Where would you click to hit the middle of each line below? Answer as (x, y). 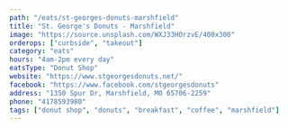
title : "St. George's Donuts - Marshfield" (92, 26)
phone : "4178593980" (48, 101)
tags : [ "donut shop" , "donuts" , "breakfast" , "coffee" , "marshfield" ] (144, 110)
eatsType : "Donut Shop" (54, 69)
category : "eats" (42, 51)
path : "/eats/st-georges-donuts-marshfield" (94, 18)
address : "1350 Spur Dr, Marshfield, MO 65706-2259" (110, 93)
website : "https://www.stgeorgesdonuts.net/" (96, 77)
